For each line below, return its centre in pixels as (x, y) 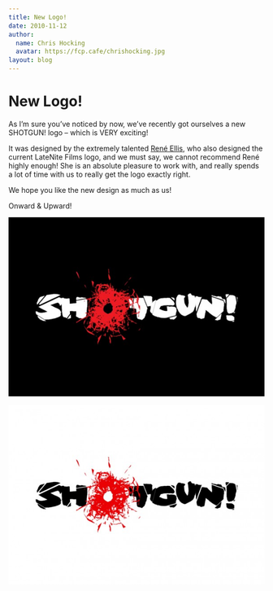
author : (22, 34)
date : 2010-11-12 (38, 26)
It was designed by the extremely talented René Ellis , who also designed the (136, 148)
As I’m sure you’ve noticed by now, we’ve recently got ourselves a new (127, 124)
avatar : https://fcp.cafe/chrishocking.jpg (90, 52)
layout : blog (30, 60)
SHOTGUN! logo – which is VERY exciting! (78, 132)
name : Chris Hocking (50, 43)
